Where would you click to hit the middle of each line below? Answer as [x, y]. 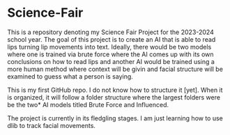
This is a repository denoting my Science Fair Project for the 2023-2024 [110, 32]
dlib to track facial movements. [52, 125]
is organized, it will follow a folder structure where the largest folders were [114, 97]
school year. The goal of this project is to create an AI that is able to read [112, 39]
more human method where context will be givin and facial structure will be [115, 69]
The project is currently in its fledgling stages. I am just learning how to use [115, 118]
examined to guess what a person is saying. [70, 76]
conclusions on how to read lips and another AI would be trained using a [111, 61]
